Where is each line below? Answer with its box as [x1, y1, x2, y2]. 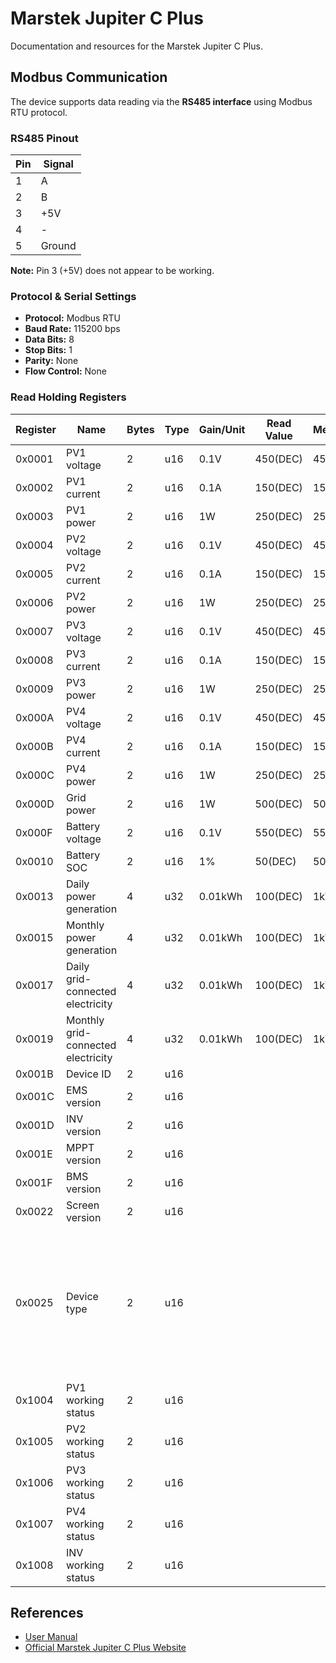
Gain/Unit [198, 422, 246, 436]
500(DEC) [254, 797, 303, 811]
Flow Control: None [24, 365, 107, 377]
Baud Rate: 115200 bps [24, 323, 121, 335]
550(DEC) [254, 825, 303, 839]
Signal [43, 157, 74, 171]
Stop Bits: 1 [24, 344, 73, 356]
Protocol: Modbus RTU [24, 312, 121, 324]
